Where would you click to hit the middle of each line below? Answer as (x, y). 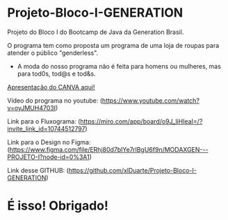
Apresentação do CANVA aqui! (51, 87)
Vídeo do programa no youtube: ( (55, 100)
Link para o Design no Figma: (49, 142)
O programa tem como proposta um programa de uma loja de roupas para (113, 45)
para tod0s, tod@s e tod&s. (56, 74)
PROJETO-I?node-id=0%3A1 (48, 157)
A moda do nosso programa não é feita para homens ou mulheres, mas (119, 66)
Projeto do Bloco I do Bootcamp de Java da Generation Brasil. (96, 32)
